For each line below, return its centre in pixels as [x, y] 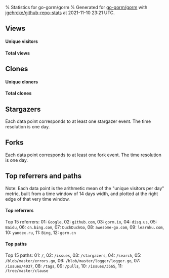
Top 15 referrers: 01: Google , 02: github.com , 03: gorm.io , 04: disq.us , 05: [81, 221]
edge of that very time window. [37, 199]
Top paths [16, 244]
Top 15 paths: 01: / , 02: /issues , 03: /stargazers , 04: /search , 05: [73, 255]
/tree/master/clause [27, 271]
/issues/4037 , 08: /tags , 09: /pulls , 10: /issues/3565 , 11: [64, 266]
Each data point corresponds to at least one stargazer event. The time [78, 121]
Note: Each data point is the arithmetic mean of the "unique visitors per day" [85, 188]
